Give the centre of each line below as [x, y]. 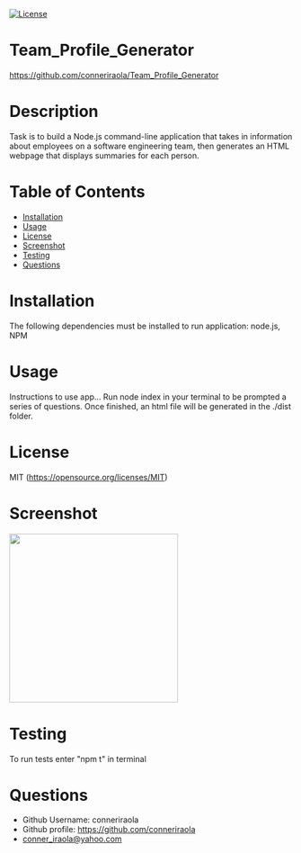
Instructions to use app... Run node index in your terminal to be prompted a [148, 397]
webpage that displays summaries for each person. [104, 155]
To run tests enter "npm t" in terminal [78, 759]
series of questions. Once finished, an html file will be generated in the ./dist [150, 406]
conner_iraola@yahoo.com [72, 839]
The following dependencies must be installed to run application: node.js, [145, 326]
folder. [21, 416]
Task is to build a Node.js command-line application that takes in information [151, 136]
